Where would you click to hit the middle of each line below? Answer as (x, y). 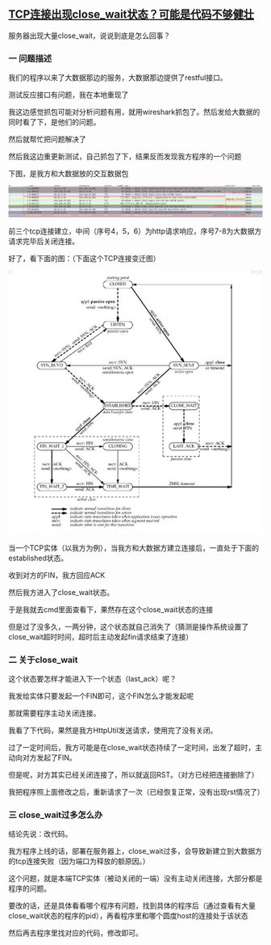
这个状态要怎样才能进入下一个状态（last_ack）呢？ (93, 679)
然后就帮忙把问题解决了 (47, 139)
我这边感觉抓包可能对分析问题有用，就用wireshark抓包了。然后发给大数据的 (134, 112)
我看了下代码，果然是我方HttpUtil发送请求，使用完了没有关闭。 (113, 731)
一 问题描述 (30, 58)
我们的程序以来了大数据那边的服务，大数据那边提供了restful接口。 (118, 78)
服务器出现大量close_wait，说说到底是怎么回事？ (90, 36)
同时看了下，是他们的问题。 (54, 122)
